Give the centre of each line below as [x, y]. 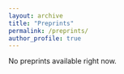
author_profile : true [45, 38]
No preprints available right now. [63, 61]
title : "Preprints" [41, 23]
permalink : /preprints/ [49, 31]
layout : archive [36, 16]
